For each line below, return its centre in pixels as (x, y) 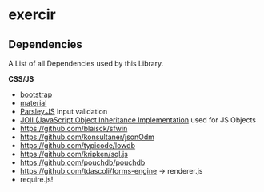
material (33, 103)
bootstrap (36, 94)
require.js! (36, 179)
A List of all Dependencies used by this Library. (86, 63)
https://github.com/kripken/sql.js (74, 154)
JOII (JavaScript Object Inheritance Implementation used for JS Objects (138, 120)
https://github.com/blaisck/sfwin (74, 128)
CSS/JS (21, 79)
